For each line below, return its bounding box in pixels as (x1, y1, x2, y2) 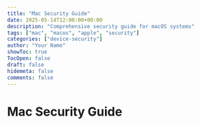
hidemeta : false (7, 67, 54, 74)
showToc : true (7, 49, 48, 56)
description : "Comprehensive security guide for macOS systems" (7, 23, 195, 30)
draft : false (7, 61, 45, 68)
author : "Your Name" (7, 42, 67, 49)
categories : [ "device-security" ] (7, 36, 103, 43)
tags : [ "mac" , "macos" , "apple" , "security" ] (7, 29, 139, 36)
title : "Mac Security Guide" (7, 10, 91, 17)
